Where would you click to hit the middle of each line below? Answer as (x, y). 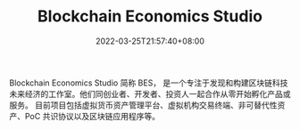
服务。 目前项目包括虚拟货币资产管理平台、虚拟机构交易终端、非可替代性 (143, 105)
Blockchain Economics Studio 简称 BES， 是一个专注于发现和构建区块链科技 (149, 83)
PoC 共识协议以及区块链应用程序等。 (92, 116)
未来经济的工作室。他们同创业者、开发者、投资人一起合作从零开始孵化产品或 (150, 93)
